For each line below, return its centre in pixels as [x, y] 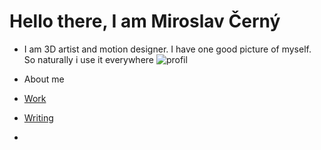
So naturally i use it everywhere [88, 59]
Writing [38, 117]
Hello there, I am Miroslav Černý [145, 21]
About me [44, 79]
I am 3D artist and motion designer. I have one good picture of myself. [167, 49]
